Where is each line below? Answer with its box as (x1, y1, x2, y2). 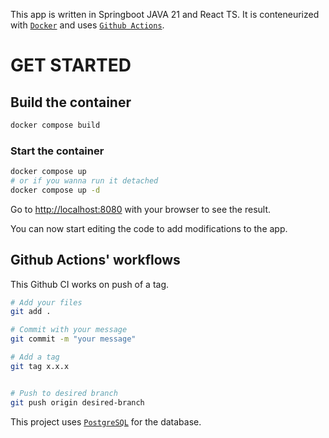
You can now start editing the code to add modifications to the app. (10, 222, 288, 234)
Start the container (10, 144, 105, 158)
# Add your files (10, 297, 83, 308)
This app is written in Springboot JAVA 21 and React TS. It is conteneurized (10, 9, 320, 20)
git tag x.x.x (10, 361, 70, 371)
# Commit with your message (10, 325, 128, 335)
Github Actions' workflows (10, 252, 181, 269)
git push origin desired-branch (10, 397, 145, 408)
